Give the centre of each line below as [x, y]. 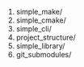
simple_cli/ [34, 29]
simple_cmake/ [41, 20]
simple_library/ [40, 46]
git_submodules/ [44, 54]
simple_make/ [39, 12]
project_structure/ [46, 37]
